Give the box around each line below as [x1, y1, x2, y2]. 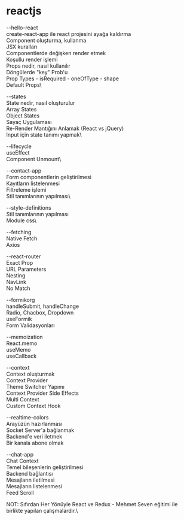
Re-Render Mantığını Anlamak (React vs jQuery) [6, 125, 124, 132]
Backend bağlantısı [6, 470, 53, 477]
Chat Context [6, 457, 39, 464]
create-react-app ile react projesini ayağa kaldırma [6, 30, 131, 37]
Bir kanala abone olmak [6, 439, 64, 446]
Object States [6, 112, 40, 119]
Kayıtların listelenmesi [6, 180, 60, 187]
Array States [6, 105, 37, 113]
